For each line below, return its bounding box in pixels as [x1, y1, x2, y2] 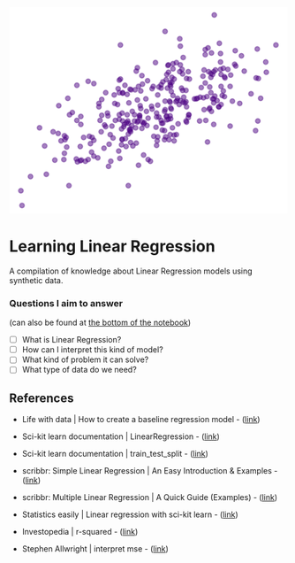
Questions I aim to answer [9, 297, 124, 309]
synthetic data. [9, 274, 64, 285]
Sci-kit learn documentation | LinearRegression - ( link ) [21, 431, 221, 442]
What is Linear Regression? [21, 335, 122, 345]
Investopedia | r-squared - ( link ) [21, 527, 139, 537]
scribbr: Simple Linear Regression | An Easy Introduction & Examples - [21, 466, 278, 476]
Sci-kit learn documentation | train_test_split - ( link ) [21, 449, 209, 459]
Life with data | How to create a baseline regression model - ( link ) [21, 414, 261, 425]
